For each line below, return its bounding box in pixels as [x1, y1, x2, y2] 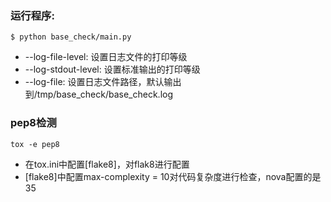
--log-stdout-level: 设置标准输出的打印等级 [24, 63, 201, 76]
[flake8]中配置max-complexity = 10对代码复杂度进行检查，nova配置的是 [24, 170, 322, 182]
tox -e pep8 [10, 139, 60, 149]
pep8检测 [10, 116, 57, 130]
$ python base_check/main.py [10, 32, 132, 42]
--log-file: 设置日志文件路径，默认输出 [24, 76, 182, 88]
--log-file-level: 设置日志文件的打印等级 [24, 51, 188, 63]
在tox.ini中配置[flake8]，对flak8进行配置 [24, 158, 190, 170]
